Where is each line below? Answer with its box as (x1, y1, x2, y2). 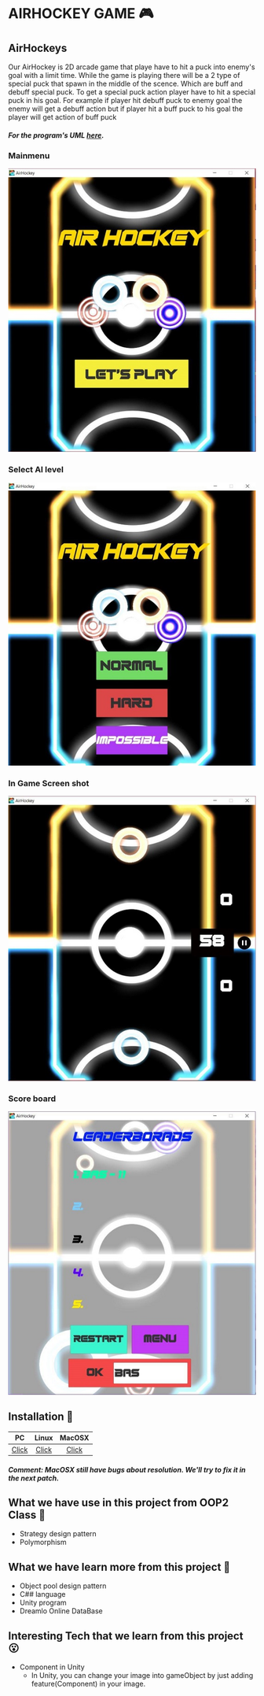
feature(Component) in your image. (31, 1679, 146, 1689)
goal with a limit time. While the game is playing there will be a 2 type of (8, 71, 240, 79)
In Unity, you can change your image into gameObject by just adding (31, 1671, 254, 1680)
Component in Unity (19, 1662, 85, 1672)
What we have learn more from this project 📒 (8, 1560, 231, 1573)
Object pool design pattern (19, 1581, 107, 1591)
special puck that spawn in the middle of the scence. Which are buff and (8, 79, 244, 88)
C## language (19, 1590, 66, 1599)
